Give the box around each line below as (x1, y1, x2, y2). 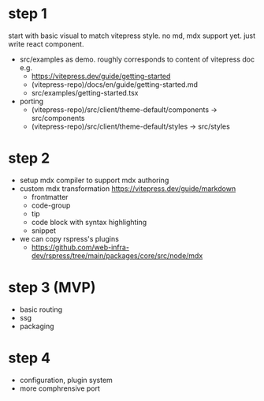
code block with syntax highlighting (31, 217, 147, 227)
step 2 (8, 149, 50, 167)
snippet (31, 226, 57, 235)
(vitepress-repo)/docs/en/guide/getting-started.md (31, 80, 199, 89)
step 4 (8, 349, 51, 367)
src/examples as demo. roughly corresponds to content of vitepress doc (19, 54, 255, 64)
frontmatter (31, 192, 69, 201)
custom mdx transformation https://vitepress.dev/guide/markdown (19, 183, 236, 193)
